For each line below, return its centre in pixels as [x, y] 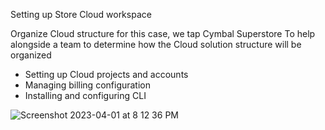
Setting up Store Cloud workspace [81, 14]
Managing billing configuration [88, 85]
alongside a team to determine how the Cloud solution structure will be [156, 44]
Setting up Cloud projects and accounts [106, 74]
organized [31, 55]
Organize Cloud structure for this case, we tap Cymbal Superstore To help [163, 33]
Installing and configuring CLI [85, 95]
